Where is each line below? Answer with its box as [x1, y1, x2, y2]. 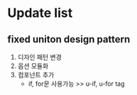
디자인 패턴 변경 [17, 53, 62, 61]
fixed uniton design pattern [7, 33, 131, 45]
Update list [7, 5, 73, 21]
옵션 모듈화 [17, 62, 49, 70]
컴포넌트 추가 [17, 71, 55, 79]
